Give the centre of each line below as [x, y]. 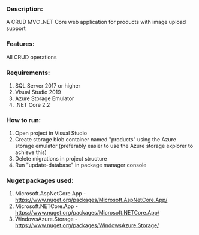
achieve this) [31, 152]
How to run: [24, 120]
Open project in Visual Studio [51, 133]
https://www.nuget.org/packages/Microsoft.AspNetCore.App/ [91, 200]
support [16, 28]
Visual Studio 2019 [38, 92]
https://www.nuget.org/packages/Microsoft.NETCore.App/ [87, 213]
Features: [20, 44]
